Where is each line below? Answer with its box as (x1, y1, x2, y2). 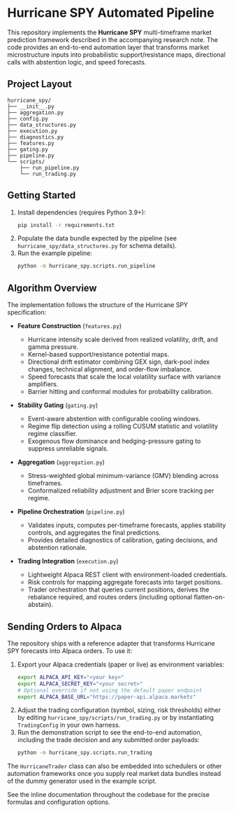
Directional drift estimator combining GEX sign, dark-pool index (27, 357, 210, 366)
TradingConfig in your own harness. (17, 720, 121, 730)
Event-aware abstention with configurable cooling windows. (27, 415, 201, 423)
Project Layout (7, 78, 72, 90)
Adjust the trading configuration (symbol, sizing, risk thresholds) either (17, 706, 221, 714)
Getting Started (7, 189, 76, 201)
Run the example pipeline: (17, 249, 92, 257)
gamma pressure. (27, 343, 79, 351)
